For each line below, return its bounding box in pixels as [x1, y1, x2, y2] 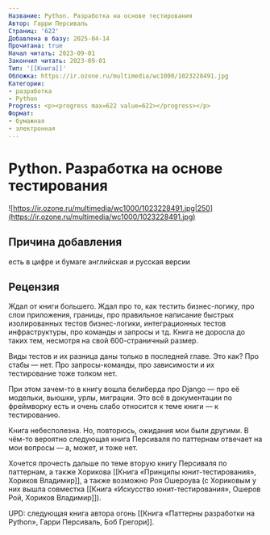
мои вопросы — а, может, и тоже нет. [8, 443, 139, 453]
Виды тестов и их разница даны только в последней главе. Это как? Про [8, 352, 260, 361]
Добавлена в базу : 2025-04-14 [8, 34, 110, 43]
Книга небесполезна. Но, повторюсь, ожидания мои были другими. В [8, 426, 249, 436]
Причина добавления [8, 235, 123, 249]
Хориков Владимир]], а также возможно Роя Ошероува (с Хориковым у [8, 476, 256, 486]
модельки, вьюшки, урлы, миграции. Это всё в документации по [8, 393, 232, 402]
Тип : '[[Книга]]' [8, 65, 67, 73]
